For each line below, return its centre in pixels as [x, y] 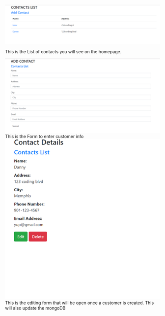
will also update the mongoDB [35, 308]
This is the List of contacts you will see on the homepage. [63, 52]
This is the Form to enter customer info [44, 136]
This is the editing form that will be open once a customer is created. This [80, 303]
